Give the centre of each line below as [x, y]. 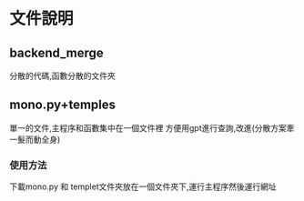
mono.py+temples [63, 105]
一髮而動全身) [35, 139]
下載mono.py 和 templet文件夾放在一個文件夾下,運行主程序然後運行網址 [143, 186]
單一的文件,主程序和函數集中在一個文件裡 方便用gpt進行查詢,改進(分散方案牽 [152, 127]
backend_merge [57, 52]
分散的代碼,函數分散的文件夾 [63, 75]
